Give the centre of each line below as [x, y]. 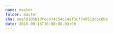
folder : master [21, 14]
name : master [19, 10]
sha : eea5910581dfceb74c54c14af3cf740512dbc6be [57, 19]
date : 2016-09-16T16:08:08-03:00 [41, 24]
